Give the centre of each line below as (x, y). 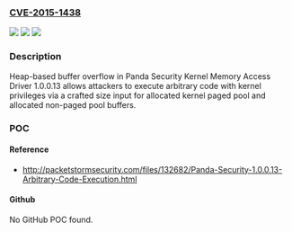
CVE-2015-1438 (45, 13)
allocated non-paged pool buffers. (73, 104)
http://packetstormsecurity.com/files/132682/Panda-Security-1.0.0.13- (152, 169)
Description (35, 57)
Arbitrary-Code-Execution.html (80, 179)
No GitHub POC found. (51, 219)
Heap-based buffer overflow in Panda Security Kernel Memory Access (140, 76)
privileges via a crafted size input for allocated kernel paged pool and (138, 95)
